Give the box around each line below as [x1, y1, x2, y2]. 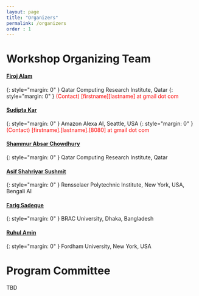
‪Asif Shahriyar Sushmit [6, 168, 66, 175]
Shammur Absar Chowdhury [6, 140, 80, 148]
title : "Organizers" [6, 15, 59, 21]
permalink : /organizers [6, 20, 67, 26]
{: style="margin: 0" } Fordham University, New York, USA [6, 243, 152, 250]
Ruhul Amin [6, 229, 37, 236]
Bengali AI [6, 188, 32, 195]
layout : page [6, 9, 40, 15]
